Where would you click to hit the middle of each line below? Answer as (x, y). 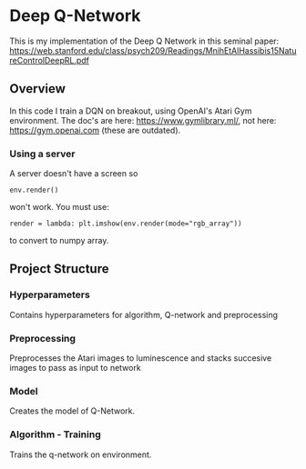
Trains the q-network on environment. (81, 454)
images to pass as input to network (75, 368)
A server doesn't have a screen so (74, 174)
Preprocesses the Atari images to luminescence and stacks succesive (141, 358)
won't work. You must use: (59, 207)
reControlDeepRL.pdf (49, 60)
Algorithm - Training (56, 434)
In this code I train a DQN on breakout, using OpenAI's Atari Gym (131, 111)
